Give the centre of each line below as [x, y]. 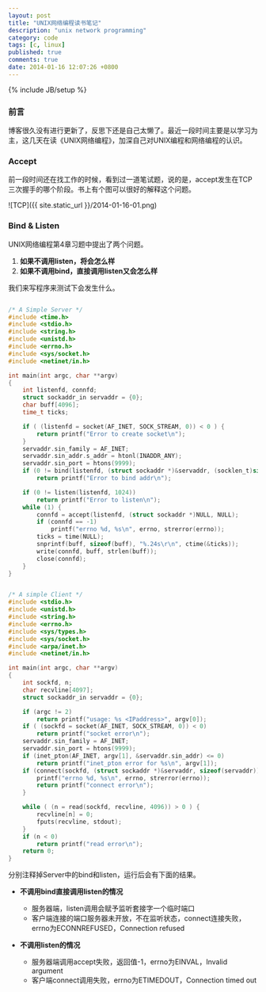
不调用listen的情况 [50, 945]
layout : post [30, 15]
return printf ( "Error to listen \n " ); [99, 500]
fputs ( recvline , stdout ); [80, 822]
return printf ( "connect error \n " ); [95, 785]
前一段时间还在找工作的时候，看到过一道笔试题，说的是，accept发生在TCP [130, 180]
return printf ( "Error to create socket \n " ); [111, 434]
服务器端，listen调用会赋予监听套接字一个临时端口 [113, 909]
